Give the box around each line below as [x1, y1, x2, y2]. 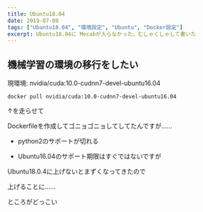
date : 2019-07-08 [7, 17, 59, 24]
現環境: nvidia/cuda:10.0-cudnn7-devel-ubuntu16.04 [7, 79, 161, 88]
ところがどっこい [7, 198, 58, 206]
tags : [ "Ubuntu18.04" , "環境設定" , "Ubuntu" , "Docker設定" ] [7, 24, 183, 31]
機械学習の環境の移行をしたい [7, 59, 139, 71]
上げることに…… [7, 183, 56, 191]
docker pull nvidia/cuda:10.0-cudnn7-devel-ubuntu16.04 [7, 94, 177, 101]
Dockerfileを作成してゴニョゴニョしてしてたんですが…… [7, 122, 172, 131]
